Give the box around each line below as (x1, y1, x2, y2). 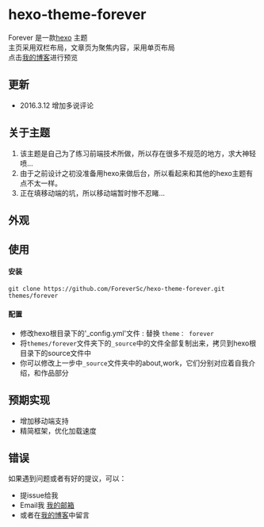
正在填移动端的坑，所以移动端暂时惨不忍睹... (19, 188, 165, 197)
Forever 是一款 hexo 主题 (8, 32, 88, 42)
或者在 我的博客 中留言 (19, 510, 90, 520)
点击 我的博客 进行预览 (8, 52, 78, 62)
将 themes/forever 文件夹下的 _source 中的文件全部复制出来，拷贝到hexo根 (19, 338, 257, 348)
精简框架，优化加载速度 (19, 426, 97, 435)
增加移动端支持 (19, 416, 69, 426)
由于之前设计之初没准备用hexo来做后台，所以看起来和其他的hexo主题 (19, 168, 247, 178)
